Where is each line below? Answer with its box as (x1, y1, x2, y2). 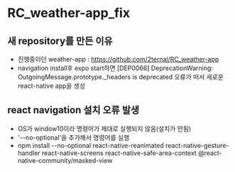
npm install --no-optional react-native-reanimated (17, 141, 165, 149)
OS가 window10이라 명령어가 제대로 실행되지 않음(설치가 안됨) (17, 124, 192, 132)
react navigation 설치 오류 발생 (7, 104, 140, 116)
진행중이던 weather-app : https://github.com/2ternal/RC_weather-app (17, 55, 219, 63)
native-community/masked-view (17, 156, 113, 164)
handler (17, 149, 40, 157)
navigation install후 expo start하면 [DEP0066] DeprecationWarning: (17, 64, 213, 72)
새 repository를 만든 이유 (7, 35, 113, 47)
